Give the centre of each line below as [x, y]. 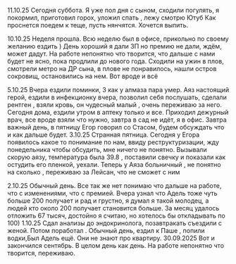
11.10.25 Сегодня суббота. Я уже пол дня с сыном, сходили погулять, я [113, 10]
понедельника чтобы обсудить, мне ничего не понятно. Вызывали [107, 150]
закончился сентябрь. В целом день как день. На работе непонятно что [116, 245]
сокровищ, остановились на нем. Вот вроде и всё [83, 76]
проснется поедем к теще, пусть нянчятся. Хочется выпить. [98, 25]
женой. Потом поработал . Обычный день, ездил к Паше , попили [106, 231]
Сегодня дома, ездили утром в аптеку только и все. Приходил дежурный [118, 112]
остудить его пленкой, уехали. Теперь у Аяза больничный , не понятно [114, 164]
